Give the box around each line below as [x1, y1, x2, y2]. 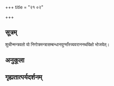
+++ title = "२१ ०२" [5, 4, 44, 10]
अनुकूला [5, 56, 25, 65]
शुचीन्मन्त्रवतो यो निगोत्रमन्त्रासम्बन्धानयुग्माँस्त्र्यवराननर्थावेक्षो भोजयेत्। [5, 42, 110, 47]
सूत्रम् [5, 28, 17, 37]
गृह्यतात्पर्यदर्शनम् [5, 73, 42, 81]
